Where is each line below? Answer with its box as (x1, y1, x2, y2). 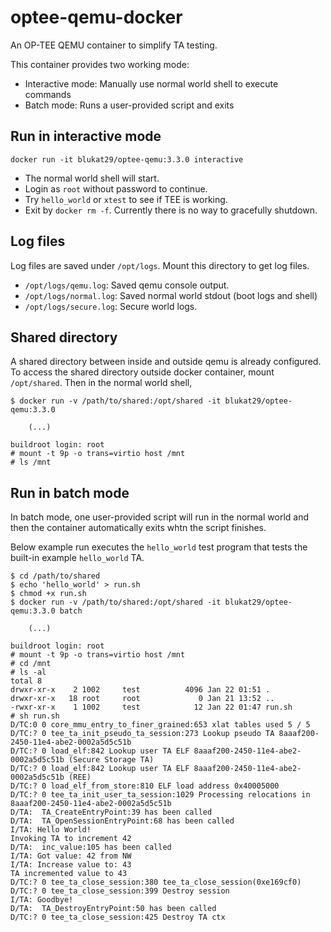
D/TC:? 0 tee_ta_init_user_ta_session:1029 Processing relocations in (10, 790, 311, 800)
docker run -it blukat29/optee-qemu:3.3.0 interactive (10, 154, 244, 165)
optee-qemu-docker (10, 6, 183, 29)
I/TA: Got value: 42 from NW (10, 851, 132, 861)
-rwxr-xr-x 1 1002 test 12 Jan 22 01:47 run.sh (10, 702, 293, 713)
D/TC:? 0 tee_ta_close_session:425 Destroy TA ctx (10, 912, 226, 923)
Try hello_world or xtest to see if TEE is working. (24, 193, 228, 205)
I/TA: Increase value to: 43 (10, 860, 132, 870)
